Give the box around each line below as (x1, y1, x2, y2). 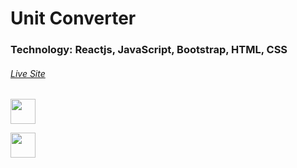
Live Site (10, 67, 46, 79)
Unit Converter (10, 7, 137, 30)
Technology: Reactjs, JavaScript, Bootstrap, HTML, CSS (10, 43, 288, 57)
